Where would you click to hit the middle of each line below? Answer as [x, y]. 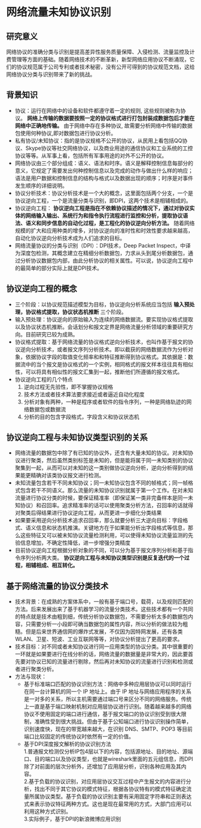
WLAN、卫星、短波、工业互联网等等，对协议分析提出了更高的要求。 [99, 639]
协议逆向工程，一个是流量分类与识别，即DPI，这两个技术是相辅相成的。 [103, 200]
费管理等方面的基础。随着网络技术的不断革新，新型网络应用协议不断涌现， [98, 59]
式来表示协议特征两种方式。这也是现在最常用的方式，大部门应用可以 [108, 804]
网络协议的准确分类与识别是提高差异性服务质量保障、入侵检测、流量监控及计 [100, 52]
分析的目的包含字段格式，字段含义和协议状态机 [81, 417]
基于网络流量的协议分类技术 [57, 586]
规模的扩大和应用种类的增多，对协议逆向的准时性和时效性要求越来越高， [104, 230]
